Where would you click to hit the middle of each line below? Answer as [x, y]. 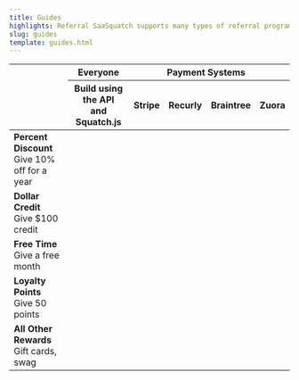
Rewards [32, 340]
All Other [33, 329]
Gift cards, [36, 351]
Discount [33, 148]
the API [99, 100]
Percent [31, 137]
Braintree [230, 105]
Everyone [99, 72]
